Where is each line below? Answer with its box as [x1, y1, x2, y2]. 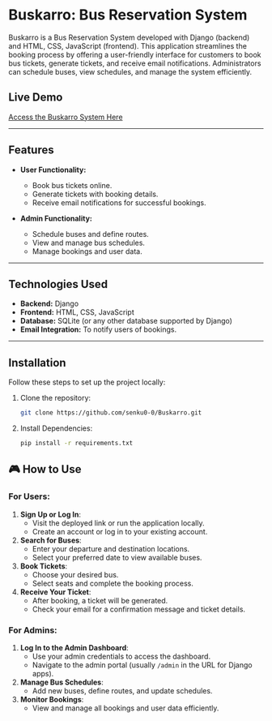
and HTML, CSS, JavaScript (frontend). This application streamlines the [8, 41, 247, 50]
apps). [32, 668, 54, 678]
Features [8, 144, 54, 157]
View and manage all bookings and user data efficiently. [32, 703, 219, 713]
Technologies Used [8, 277, 108, 291]
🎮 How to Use [8, 462, 82, 476]
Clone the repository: [19, 393, 91, 403]
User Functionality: [19, 165, 87, 174]
